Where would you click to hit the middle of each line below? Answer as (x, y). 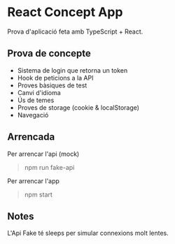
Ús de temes (36, 100)
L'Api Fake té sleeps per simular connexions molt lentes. (88, 233)
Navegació (33, 115)
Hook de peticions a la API (55, 78)
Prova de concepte (49, 53)
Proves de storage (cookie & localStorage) (78, 107)
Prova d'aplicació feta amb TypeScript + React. (75, 31)
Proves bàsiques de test (52, 85)
